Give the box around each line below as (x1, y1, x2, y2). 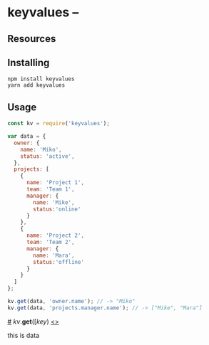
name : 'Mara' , (33, 252, 75, 259)
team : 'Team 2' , (26, 239, 75, 246)
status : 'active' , (20, 152, 75, 160)
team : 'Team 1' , (26, 186, 75, 193)
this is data (7, 331, 40, 339)
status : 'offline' (33, 258, 84, 265)
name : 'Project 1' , (26, 179, 84, 186)
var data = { (7, 133, 46, 140)
